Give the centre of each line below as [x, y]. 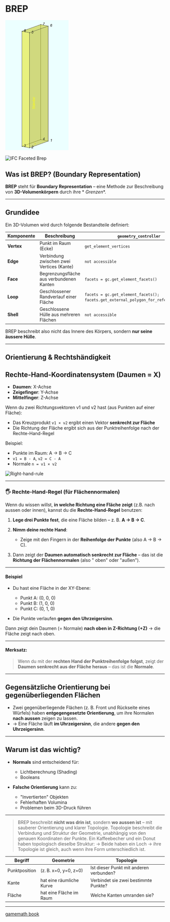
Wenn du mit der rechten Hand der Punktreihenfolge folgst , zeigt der [91, 661]
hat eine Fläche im [59, 893]
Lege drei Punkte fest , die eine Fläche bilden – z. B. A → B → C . [79, 520]
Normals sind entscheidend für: [46, 762]
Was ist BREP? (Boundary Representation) [73, 174]
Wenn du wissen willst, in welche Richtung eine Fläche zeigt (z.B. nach [80, 505]
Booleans [30, 777]
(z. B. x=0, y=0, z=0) [62, 870]
